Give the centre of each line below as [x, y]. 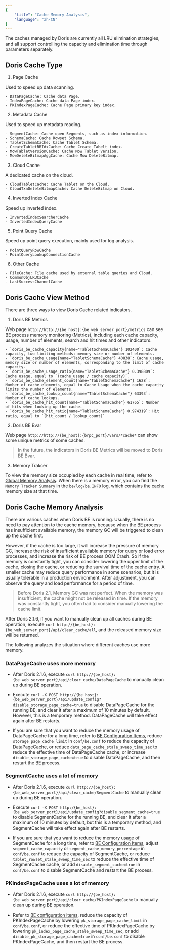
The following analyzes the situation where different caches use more [78, 645]
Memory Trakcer [30, 465]
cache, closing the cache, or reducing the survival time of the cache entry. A [85, 567]
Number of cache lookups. [32, 398]
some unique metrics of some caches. [45, 440]
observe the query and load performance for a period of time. [70, 583]
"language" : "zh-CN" [36, 19]
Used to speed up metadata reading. [44, 125]
